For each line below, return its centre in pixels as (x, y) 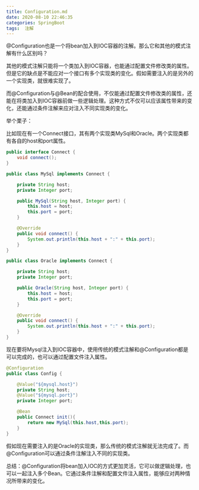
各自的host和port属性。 (40, 141)
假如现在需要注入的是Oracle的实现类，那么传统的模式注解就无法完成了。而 (97, 445)
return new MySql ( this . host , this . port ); (78, 422)
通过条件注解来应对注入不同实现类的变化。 (79, 108)
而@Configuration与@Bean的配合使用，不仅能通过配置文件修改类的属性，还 (99, 93)
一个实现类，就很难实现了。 (40, 81)
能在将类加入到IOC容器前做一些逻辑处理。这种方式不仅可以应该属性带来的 (97, 101)
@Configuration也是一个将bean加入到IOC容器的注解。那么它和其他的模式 (96, 46)
